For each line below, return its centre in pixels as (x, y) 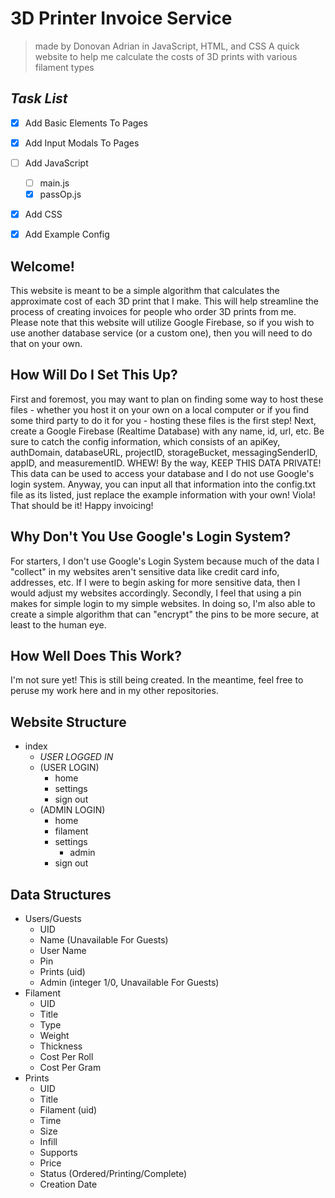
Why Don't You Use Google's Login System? (151, 537)
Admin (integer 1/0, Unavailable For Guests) (129, 983)
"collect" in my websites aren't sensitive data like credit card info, (145, 571)
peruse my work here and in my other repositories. (114, 691)
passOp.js (60, 194)
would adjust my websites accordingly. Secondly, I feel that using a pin (156, 593)
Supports (58, 1153)
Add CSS (43, 214)
